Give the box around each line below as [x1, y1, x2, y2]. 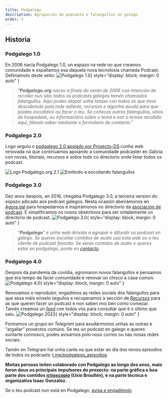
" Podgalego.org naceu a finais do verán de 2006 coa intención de [17, 87, 156, 93]
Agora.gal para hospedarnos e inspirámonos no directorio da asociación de [5, 204, 161, 210]
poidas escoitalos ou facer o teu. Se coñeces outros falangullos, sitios [17, 109, 163, 115]
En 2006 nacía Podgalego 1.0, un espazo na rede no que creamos [5, 62, 141, 68]
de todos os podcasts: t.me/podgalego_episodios [5, 352, 107, 358]
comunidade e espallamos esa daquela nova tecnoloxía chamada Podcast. [5, 67, 159, 73]
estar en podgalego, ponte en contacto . [17, 245, 100, 251]
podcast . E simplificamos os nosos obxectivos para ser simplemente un [5, 209, 153, 215]
